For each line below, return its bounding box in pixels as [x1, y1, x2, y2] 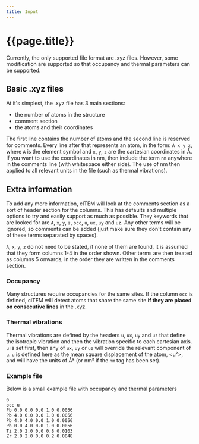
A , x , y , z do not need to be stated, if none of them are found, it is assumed [6, 243, 188, 251]
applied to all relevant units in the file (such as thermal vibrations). [6, 167, 168, 174]
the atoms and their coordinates [14, 124, 93, 131]
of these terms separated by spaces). [6, 232, 98, 239]
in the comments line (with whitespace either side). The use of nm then [6, 161, 181, 168]
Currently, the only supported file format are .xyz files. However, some [6, 54, 178, 61]
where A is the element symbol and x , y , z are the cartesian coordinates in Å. [6, 148, 192, 155]
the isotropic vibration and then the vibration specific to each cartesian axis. [6, 337, 192, 345]
